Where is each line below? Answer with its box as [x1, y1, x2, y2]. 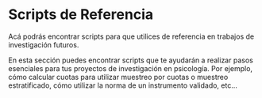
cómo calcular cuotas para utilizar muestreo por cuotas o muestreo [8, 72, 229, 81]
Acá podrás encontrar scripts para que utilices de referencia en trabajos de [8, 32, 255, 41]
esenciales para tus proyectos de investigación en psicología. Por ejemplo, [8, 63, 252, 73]
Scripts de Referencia [8, 6, 153, 24]
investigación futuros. [8, 40, 79, 49]
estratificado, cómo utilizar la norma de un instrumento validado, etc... [8, 81, 238, 90]
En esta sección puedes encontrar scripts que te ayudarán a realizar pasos [8, 55, 254, 65]
